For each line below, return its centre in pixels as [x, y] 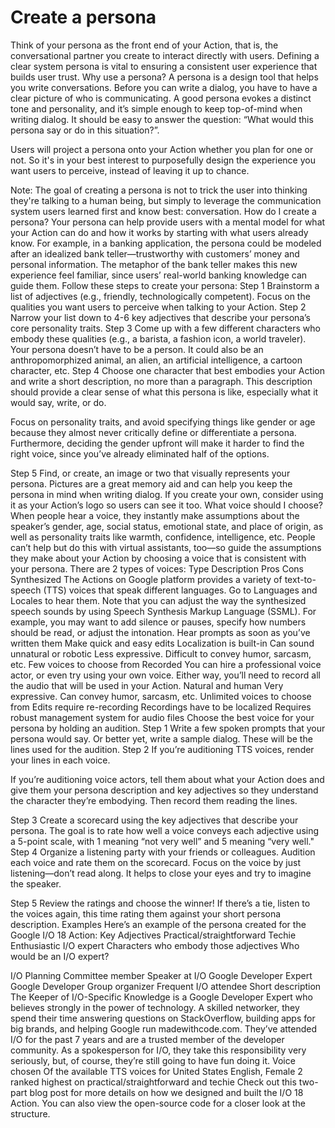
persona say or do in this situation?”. [85, 130]
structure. [30, 1113]
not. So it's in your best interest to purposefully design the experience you [163, 160]
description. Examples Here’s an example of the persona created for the [158, 924]
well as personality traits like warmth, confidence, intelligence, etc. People [163, 537]
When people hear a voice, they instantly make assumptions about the [155, 515]
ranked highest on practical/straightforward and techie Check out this [153, 1082]
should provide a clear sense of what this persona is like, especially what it [164, 392]
